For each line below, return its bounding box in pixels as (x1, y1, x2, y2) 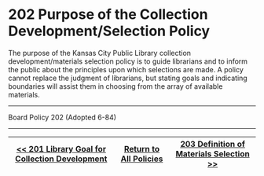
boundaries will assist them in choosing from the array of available (8, 81, 223, 91)
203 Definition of (180, 138, 246, 149)
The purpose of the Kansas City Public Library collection (8, 48, 191, 57)
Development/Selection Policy (8, 22, 211, 40)
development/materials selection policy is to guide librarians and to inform (8, 57, 248, 66)
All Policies (120, 153, 163, 164)
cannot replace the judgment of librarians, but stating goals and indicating (8, 73, 247, 82)
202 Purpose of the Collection (8, 5, 208, 24)
